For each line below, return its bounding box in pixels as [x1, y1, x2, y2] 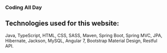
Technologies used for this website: [5, 19, 119, 28]
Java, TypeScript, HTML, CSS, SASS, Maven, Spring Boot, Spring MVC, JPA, [5, 32, 162, 38]
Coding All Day [5, 4, 42, 11]
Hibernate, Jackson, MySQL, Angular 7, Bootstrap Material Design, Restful [5, 38, 157, 44]
